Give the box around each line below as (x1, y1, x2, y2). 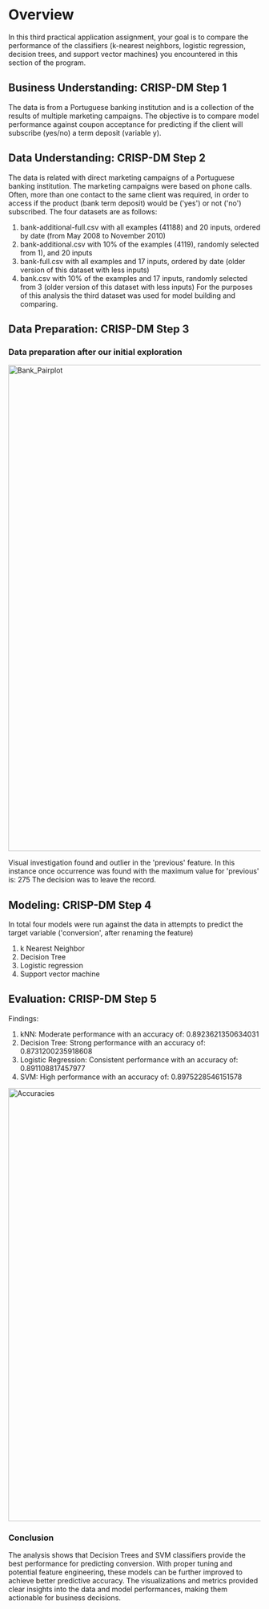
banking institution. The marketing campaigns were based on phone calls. (8, 181, 252, 190)
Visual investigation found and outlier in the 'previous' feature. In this (8, 857, 235, 868)
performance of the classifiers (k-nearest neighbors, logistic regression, (8, 40, 246, 50)
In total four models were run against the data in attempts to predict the (8, 919, 243, 929)
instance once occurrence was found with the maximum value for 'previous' (8, 866, 259, 876)
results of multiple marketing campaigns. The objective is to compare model (8, 111, 259, 120)
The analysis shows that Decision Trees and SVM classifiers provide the (8, 1550, 246, 1560)
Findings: (8, 1013, 39, 1023)
